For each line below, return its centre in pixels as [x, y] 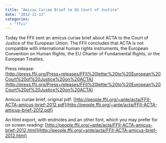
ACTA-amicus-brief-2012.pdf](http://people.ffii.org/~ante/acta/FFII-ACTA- [81, 105]
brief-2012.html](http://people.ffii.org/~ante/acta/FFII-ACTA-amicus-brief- [81, 131]
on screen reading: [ [26, 125]
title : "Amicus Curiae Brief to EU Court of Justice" [62, 10]
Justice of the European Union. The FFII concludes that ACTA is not [74, 43]
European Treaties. [25, 59]
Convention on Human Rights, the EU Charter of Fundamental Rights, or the [83, 54]
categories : [17, 19]
